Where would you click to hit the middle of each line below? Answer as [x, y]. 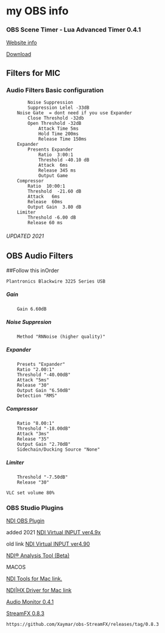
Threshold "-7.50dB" [42, 477]
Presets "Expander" [41, 364]
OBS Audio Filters [40, 256]
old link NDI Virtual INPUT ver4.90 [48, 544]
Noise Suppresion [29, 322]
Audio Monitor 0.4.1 [30, 601]
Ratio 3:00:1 [56, 155]
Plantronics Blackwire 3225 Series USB [56, 281]
